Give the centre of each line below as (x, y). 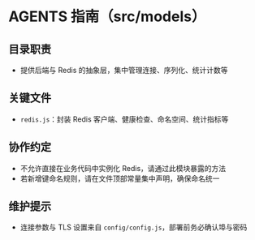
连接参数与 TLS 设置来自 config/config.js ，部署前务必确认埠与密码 (134, 227)
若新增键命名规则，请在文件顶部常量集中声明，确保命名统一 (120, 178)
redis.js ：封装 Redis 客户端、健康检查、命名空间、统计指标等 (124, 119)
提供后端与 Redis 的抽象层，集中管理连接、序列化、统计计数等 (124, 70)
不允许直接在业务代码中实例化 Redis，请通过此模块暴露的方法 (123, 168)
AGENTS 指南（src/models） (107, 17)
